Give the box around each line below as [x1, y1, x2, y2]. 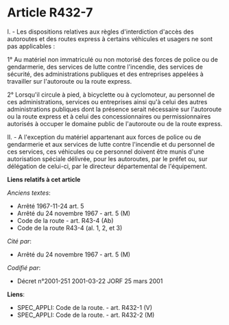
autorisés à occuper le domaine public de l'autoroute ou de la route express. [7, 119, 223, 128]
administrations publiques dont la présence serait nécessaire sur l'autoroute [7, 105, 222, 113]
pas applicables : [7, 42, 56, 50]
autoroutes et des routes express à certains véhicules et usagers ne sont [7, 34, 213, 43]
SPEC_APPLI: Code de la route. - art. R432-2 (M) [16, 311, 155, 319]
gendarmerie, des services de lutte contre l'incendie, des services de [7, 62, 204, 71]
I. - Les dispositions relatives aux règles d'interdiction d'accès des [7, 27, 194, 36]
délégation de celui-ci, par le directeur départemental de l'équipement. [7, 162, 207, 170]
